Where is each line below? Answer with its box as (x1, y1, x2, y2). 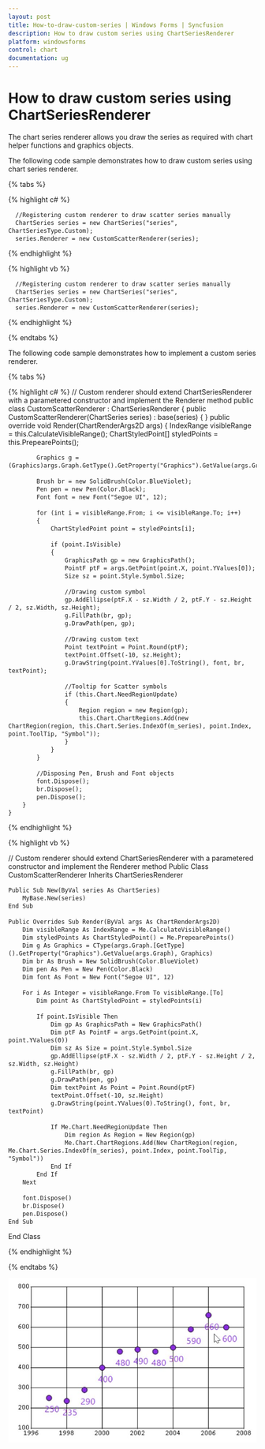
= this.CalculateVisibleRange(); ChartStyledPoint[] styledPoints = (8, 429, 218, 438)
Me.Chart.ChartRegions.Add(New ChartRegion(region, (64, 1139, 238, 1147)
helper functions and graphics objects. (8, 140, 134, 150)
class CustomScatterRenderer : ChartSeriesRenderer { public (8, 403, 207, 414)
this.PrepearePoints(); (8, 437, 79, 447)
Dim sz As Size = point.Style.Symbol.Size (50, 1044, 192, 1052)
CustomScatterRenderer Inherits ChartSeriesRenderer (8, 870, 184, 879)
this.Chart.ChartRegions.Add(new (78, 714, 189, 722)
